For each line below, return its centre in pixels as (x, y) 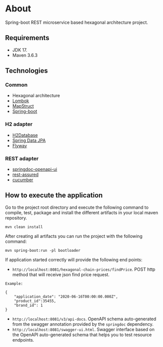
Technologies (27, 71)
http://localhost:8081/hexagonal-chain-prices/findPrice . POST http (84, 269)
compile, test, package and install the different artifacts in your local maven (81, 212)
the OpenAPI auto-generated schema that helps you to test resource (82, 335)
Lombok (21, 101)
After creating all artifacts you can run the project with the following (74, 236)
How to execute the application (54, 196)
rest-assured (25, 174)
